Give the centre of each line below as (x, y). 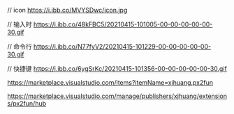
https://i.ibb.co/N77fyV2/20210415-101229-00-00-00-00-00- (122, 47)
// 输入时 (20, 24)
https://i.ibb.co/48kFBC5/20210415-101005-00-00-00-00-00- (123, 24)
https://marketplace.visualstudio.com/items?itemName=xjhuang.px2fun (110, 82)
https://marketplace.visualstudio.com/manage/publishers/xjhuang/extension (117, 96)
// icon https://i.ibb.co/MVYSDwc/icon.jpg (67, 10)
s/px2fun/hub (27, 103)
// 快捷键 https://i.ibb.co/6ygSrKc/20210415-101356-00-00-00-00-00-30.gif (117, 68)
